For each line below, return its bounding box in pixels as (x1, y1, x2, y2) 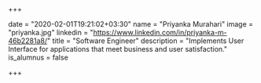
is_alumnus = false (8, 52, 68, 62)
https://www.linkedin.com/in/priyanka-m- (93, 28, 228, 37)
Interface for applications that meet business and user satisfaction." (8, 45, 228, 53)
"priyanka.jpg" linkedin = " (8, 28, 94, 37)
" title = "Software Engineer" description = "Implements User (46, 36, 244, 45)
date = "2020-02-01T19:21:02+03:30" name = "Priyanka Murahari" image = (8, 20, 254, 28)
